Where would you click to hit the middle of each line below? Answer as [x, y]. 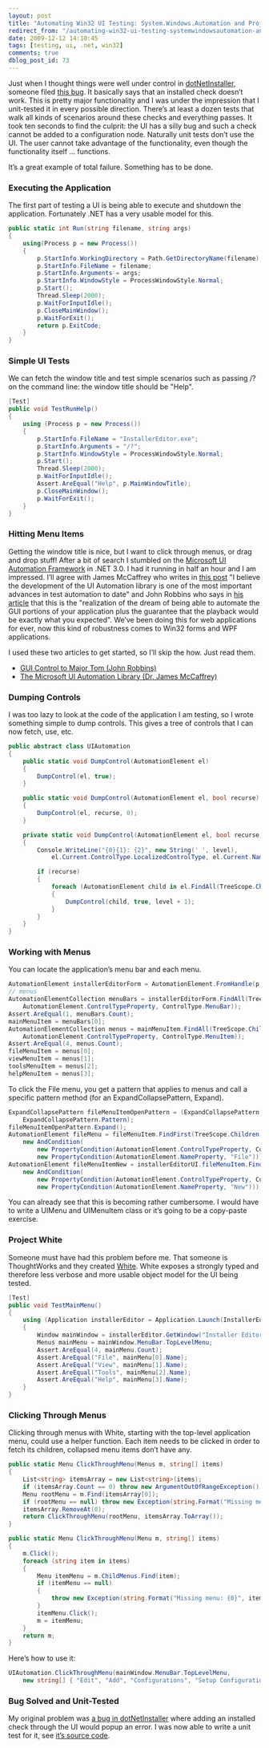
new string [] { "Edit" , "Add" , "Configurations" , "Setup [120, 1681]
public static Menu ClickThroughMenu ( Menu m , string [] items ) [114, 1539]
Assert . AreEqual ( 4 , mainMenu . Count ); [100, 1350]
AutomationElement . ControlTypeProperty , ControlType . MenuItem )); [134, 1036]
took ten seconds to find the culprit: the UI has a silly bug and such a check [133, 126]
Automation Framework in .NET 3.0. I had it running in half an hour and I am [132, 568]
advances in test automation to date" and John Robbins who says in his [126, 594]
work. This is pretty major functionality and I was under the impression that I [134, 100]
